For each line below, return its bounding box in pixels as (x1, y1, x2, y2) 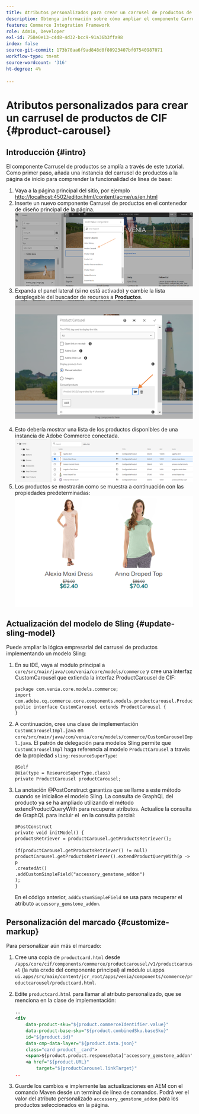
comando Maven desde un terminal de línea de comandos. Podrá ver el (14, 1088, 190, 1096)
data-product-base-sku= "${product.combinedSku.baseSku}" (25, 1027, 169, 1034)
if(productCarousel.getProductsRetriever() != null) (14, 848, 148, 854)
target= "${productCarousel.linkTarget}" (36, 1065, 137, 1071)
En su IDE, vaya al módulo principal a (14, 662, 105, 669)
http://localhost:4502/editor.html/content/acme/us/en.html (14, 193, 158, 201)
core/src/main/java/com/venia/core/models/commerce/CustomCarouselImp (14, 734, 193, 740)
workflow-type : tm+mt (6, 53, 60, 59)
